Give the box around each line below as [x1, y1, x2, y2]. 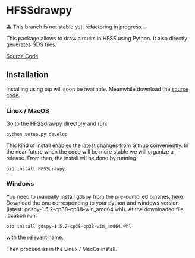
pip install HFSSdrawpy [6, 166, 65, 172]
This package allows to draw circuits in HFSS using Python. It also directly [6, 34, 188, 42]
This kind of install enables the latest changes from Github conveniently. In [6, 142, 189, 149]
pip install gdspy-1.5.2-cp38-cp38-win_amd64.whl [6, 224, 132, 230]
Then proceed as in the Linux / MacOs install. [6, 246, 117, 253]
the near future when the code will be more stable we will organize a [6, 148, 174, 155]
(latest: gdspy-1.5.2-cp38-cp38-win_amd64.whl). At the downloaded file [6, 206, 184, 213]
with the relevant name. [6, 234, 64, 241]
